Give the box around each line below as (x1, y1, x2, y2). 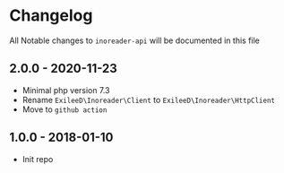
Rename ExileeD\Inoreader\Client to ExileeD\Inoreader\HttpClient (22, 94, 276, 105)
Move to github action (22, 104, 108, 115)
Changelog (9, 5, 93, 26)
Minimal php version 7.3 (22, 84, 110, 95)
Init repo (22, 153, 54, 164)
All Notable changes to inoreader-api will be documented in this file (9, 35, 260, 46)
